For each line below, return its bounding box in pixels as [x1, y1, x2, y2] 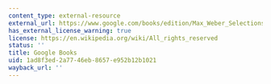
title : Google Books [8, 49, 78, 57]
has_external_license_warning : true [8, 26, 131, 34]
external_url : [8, 19, 56, 27]
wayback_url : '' [8, 64, 63, 72]
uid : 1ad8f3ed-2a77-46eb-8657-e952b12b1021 [8, 57, 157, 65]
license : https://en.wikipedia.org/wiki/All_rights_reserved [8, 34, 219, 42]
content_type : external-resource [8, 11, 121, 20]
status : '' [8, 42, 45, 50]
